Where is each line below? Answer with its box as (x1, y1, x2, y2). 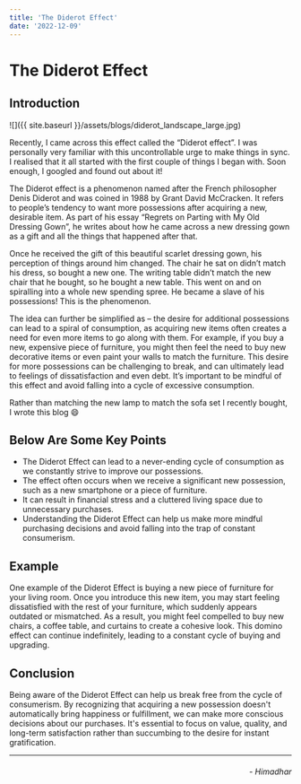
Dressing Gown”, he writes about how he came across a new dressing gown (9, 221, 290, 231)
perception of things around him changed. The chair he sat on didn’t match (9, 257, 287, 268)
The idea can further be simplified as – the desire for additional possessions (9, 313, 289, 324)
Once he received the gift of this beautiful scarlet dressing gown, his (9, 248, 262, 258)
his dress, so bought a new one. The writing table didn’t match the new (9, 266, 271, 278)
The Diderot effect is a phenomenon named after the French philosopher (9, 183, 278, 194)
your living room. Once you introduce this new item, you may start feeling (9, 592, 280, 603)
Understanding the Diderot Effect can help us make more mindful (21, 513, 262, 525)
